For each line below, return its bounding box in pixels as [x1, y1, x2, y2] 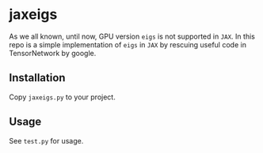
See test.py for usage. [9, 136, 84, 145]
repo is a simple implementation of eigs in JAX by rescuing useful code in [9, 39, 246, 49]
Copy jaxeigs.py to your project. [9, 92, 116, 102]
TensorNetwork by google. [9, 48, 97, 58]
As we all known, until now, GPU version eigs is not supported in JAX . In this [9, 32, 256, 41]
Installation [9, 71, 66, 84]
